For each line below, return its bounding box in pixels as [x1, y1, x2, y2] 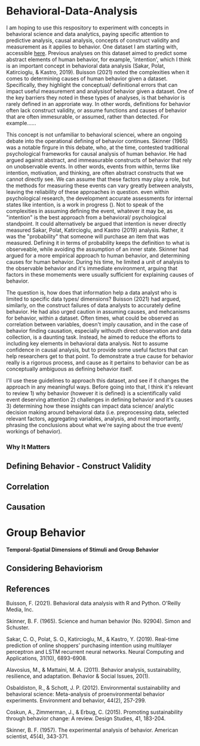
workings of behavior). [6, 427, 62, 435]
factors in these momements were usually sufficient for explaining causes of [6, 271, 194, 278]
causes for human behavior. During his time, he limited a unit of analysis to [6, 258, 190, 265]
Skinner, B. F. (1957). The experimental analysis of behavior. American [6, 726, 179, 734]
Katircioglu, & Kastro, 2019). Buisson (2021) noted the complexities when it [6, 68, 190, 75]
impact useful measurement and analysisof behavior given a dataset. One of [6, 87, 194, 95]
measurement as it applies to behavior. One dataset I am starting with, [6, 43, 179, 50]
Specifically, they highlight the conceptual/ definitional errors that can [6, 81, 178, 88]
